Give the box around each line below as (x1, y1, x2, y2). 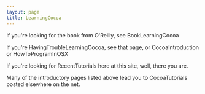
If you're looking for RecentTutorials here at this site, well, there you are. (6, 62, 188, 69)
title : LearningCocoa (6, 15, 62, 21)
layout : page (6, 9, 40, 15)
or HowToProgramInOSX (6, 50, 69, 57)
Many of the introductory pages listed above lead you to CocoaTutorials (6, 74, 188, 81)
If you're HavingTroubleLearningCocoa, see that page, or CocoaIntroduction (6, 44, 199, 51)
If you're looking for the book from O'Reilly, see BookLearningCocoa (6, 31, 179, 39)
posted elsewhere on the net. (6, 80, 80, 88)
